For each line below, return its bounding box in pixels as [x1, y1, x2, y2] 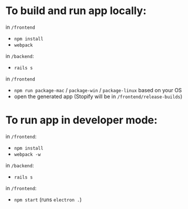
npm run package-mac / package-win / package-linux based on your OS [14, 86, 182, 93]
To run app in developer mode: [5, 113, 158, 127]
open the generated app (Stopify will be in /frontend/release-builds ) [14, 93, 183, 100]
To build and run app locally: [5, 4, 147, 18]
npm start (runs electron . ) [14, 195, 82, 203]
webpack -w [14, 151, 41, 157]
